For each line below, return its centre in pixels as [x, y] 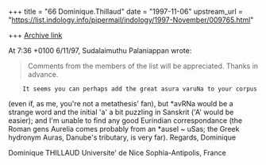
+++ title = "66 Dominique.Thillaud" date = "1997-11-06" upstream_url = [126, 12]
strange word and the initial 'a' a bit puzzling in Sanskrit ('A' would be [121, 112]
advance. [43, 74]
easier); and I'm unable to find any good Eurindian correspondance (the [125, 121]
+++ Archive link [35, 35]
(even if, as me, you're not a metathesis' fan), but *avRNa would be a [121, 104]
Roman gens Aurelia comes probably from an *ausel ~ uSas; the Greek [124, 129]
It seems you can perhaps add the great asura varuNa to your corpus [140, 89]
